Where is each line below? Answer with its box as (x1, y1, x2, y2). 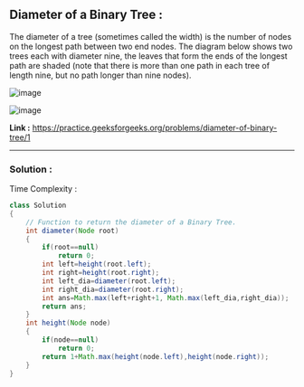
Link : (9, 122, 31, 133)
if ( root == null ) (42, 243, 100, 252)
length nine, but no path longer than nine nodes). (9, 70, 192, 80)
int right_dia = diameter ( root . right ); (42, 285, 184, 294)
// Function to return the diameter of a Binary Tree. (25, 217, 237, 227)
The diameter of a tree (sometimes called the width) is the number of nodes (9, 31, 292, 42)
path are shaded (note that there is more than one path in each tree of (9, 60, 270, 71)
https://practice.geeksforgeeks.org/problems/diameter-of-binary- (32, 122, 278, 133)
